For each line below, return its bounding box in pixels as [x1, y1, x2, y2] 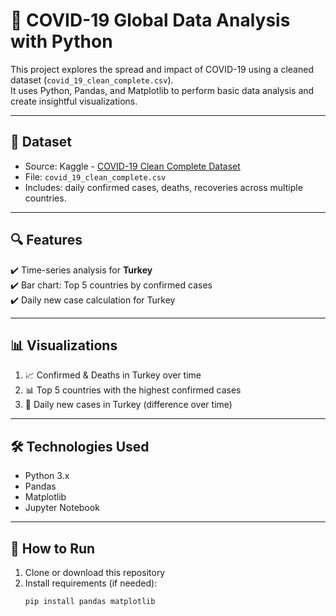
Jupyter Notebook [24, 502, 100, 514]
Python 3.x [24, 470, 70, 482]
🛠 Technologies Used [10, 438, 150, 455]
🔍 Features [10, 232, 83, 249]
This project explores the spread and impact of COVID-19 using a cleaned [10, 63, 314, 75]
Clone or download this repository [24, 567, 166, 578]
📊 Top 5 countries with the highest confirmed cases [24, 384, 242, 396]
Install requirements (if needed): [24, 577, 158, 589]
